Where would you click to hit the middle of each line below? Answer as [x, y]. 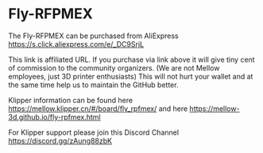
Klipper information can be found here [71, 100]
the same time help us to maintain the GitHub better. [93, 85]
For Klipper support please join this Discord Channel [94, 132]
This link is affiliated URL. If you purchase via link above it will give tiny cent [132, 59]
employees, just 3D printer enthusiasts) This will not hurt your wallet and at [131, 76]
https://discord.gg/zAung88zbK [60, 140]
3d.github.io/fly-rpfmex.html [54, 117]
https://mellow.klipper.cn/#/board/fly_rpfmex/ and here [98, 109]
